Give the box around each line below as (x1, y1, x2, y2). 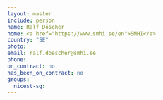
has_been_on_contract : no (7, 69, 83, 76)
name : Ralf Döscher (7, 23, 65, 30)
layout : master (7, 10, 52, 18)
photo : (7, 43, 27, 50)
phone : (7, 56, 27, 63)
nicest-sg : (13, 82, 46, 89)
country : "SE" (7, 37, 49, 44)
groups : (7, 75, 30, 83)
